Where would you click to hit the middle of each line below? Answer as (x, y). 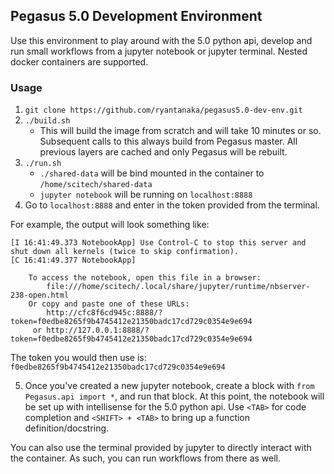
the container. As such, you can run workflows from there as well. (146, 458)
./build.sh (47, 121)
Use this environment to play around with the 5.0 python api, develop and (161, 40)
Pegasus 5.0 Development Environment (136, 16)
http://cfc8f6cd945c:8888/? (104, 313)
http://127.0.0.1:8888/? (98, 330)
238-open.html (40, 295)
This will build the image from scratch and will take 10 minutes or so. (180, 131)
